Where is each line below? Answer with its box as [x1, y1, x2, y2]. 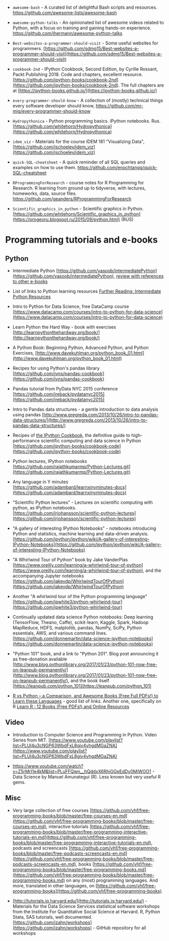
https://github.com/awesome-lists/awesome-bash [12, 10, 117, 16]
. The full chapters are [118, 82, 164, 88]
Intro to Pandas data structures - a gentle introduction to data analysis [12, 406, 158, 412]
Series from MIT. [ [12, 737, 50, 743]
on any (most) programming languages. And [66, 877, 158, 883]
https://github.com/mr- [95, 103, 144, 108]
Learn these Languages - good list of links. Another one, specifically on [12, 698, 161, 704]
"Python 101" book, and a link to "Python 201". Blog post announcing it [12, 651, 159, 656]
